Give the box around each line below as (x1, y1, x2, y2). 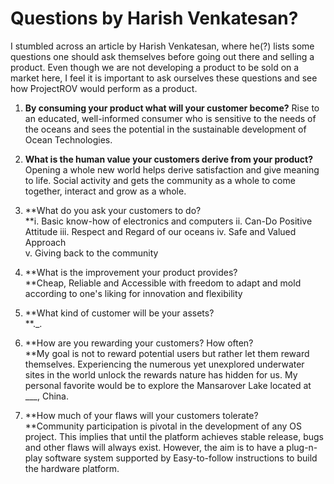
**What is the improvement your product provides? (24, 266, 238, 278)
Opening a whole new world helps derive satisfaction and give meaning (24, 163, 320, 176)
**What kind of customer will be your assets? (24, 307, 215, 319)
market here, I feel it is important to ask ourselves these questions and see (10, 72, 318, 84)
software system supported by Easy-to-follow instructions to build (44, 452, 318, 464)
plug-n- (286, 441, 318, 453)
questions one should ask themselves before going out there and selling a (10, 50, 315, 62)
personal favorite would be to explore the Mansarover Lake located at (24, 379, 312, 391)
